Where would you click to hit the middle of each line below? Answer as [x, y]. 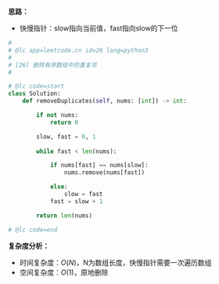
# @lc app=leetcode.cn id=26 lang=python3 [78, 50]
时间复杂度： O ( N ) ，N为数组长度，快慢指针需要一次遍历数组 [115, 262]
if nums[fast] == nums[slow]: [99, 166]
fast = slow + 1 [76, 201]
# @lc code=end [33, 230]
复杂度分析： [29, 246]
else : [59, 187]
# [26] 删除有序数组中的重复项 [52, 65]
